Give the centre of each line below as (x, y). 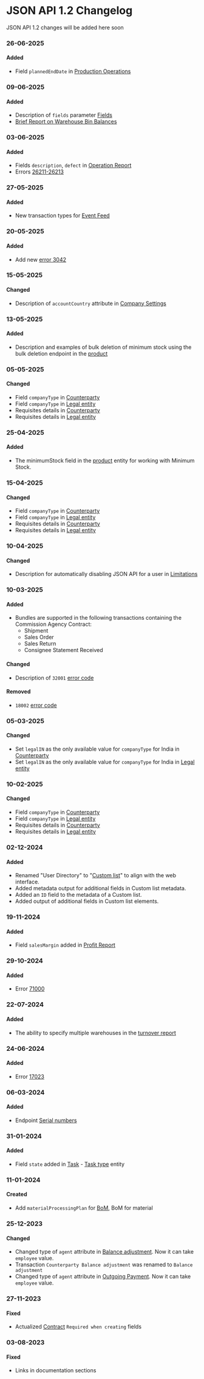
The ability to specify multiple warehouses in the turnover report (95, 1033)
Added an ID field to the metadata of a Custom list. (78, 895)
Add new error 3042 (41, 259)
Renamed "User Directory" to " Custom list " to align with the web (96, 875)
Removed (19, 692)
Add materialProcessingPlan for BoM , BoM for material (84, 1208)
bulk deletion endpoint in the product (61, 353)
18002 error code (36, 705)
